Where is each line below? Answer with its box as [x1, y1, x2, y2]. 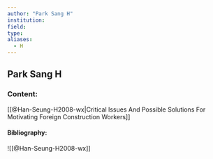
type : [7, 29, 23, 37]
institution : [7, 17, 45, 24]
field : [7, 23, 27, 30]
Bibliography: [7, 128, 47, 137]
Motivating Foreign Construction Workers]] [7, 112, 131, 121]
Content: [7, 89, 38, 99]
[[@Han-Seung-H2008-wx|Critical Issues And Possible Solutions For [7, 105, 206, 114]
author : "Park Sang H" [7, 10, 73, 17]
